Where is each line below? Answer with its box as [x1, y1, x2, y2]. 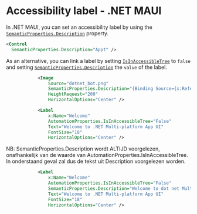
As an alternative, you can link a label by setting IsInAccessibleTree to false [6, 57, 191, 64]
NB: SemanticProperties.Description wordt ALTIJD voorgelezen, [6, 145, 160, 152]
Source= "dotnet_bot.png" [47, 81, 109, 86]
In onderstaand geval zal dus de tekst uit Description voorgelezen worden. [6, 158, 186, 165]
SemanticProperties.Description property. [6, 29, 109, 36]
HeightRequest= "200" [47, 91, 98, 98]
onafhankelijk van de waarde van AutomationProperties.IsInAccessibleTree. [6, 152, 189, 159]
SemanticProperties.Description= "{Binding [47, 86, 154, 92]
